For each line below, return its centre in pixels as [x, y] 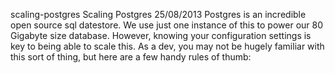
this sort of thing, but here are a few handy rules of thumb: [131, 57]
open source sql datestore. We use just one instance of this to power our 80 [167, 25]
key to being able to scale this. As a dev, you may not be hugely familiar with [167, 46]
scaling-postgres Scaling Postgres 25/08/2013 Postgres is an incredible [158, 14]
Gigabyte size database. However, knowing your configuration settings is [161, 35]
